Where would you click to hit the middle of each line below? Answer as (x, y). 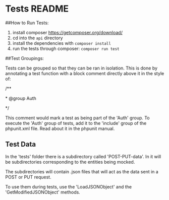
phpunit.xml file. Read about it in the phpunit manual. (60, 128)
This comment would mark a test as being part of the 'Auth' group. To (77, 118)
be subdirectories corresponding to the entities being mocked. (70, 162)
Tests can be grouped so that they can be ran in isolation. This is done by (81, 68)
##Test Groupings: (25, 58)
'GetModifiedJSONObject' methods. (43, 192)
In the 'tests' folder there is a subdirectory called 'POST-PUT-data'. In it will (83, 156)
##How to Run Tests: (27, 23)
